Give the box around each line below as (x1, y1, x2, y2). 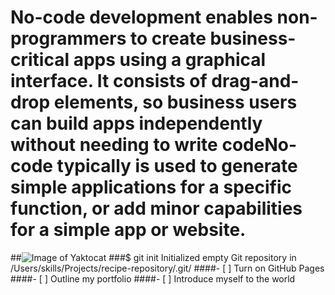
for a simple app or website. (10, 219, 247, 241)
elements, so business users (53, 91, 298, 114)
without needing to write (10, 134, 218, 156)
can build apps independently (10, 112, 263, 135)
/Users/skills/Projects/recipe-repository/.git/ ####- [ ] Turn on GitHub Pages (10, 262, 325, 274)
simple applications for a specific (10, 176, 293, 199)
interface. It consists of (10, 70, 208, 93)
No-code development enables (10, 6, 273, 29)
